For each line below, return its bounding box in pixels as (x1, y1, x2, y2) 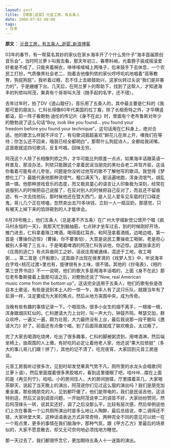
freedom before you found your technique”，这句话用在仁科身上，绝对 (5, 126, 153, 132)
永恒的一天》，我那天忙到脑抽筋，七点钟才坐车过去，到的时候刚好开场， (14, 223, 163, 230)
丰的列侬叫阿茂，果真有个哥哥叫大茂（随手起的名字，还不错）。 (5, 90, 136, 96)
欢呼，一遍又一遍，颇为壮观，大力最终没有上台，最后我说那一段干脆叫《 (9, 316, 160, 322)
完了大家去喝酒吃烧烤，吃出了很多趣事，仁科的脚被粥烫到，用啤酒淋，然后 (5, 333, 160, 340)
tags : (5, 21, 17, 27)
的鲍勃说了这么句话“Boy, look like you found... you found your (5, 120, 134, 126)
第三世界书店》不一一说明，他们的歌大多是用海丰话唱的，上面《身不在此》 (5, 268, 160, 274)
